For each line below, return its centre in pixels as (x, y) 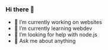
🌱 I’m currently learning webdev (53, 28)
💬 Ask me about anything (45, 41)
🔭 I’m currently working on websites (58, 22)
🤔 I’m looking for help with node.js (55, 35)
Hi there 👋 (20, 9)
